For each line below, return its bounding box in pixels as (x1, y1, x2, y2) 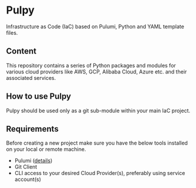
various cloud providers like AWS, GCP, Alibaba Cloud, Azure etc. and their (6, 68, 187, 75)
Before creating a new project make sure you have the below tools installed (6, 139, 188, 147)
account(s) (14, 176, 41, 183)
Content (6, 46, 37, 56)
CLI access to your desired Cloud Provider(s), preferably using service (14, 170, 185, 177)
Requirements (6, 124, 59, 134)
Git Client (14, 163, 38, 170)
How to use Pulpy (6, 92, 72, 102)
